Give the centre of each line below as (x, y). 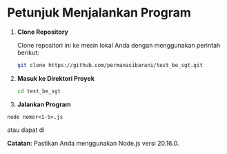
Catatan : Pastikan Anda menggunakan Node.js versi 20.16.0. (93, 143)
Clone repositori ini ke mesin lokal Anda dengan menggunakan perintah (119, 45)
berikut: (28, 52)
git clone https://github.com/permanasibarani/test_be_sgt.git (110, 65)
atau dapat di (26, 130)
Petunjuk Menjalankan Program (99, 13)
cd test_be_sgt (39, 91)
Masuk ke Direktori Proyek (56, 78)
